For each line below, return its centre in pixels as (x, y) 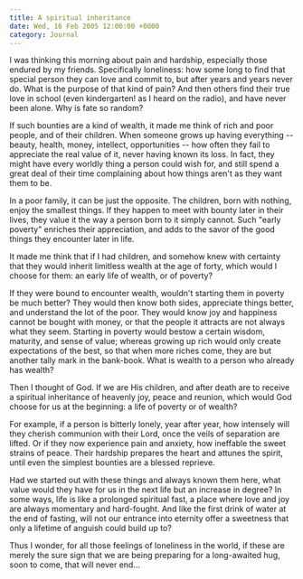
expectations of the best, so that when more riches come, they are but (141, 351)
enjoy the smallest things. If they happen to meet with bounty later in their (147, 210)
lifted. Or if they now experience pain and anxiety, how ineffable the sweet (148, 444)
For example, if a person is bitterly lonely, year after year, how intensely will (150, 425)
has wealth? (32, 370)
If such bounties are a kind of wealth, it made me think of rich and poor (142, 126)
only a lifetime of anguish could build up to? (90, 528)
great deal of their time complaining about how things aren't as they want (146, 173)
